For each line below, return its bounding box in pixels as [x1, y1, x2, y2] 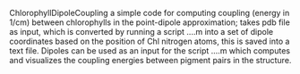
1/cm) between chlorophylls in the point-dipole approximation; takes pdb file [9, 17, 291, 28]
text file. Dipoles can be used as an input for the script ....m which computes [9, 45, 291, 56]
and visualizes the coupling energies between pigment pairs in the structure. [9, 55, 292, 65]
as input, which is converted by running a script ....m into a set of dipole [9, 27, 274, 37]
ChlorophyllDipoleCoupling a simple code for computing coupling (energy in [9, 8, 290, 18]
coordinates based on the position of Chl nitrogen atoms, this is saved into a [9, 36, 290, 46]
